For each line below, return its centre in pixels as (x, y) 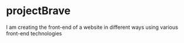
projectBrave (38, 11)
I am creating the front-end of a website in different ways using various (92, 27)
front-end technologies (34, 33)
